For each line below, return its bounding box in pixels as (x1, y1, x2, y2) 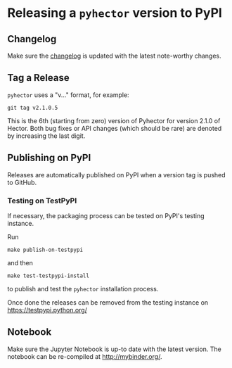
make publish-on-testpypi (7, 246, 83, 253)
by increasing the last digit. (7, 132, 86, 140)
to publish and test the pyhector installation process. (7, 284, 159, 293)
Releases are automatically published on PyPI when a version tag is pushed (7, 170, 226, 179)
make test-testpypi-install (7, 272, 90, 279)
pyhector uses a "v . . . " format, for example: (7, 90, 129, 99)
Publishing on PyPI (7, 152, 91, 164)
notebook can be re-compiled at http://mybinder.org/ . (7, 352, 162, 360)
